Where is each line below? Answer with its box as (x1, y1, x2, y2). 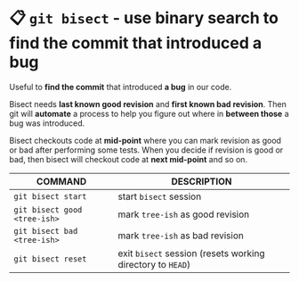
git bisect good (13, 204, 83, 215)
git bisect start (13, 191, 87, 202)
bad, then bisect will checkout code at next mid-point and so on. (9, 153, 247, 164)
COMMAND (36, 175, 87, 187)
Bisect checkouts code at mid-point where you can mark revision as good (9, 135, 282, 145)
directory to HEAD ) (117, 258, 191, 270)
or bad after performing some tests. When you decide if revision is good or (9, 145, 284, 155)
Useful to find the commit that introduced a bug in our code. (9, 81, 232, 92)
